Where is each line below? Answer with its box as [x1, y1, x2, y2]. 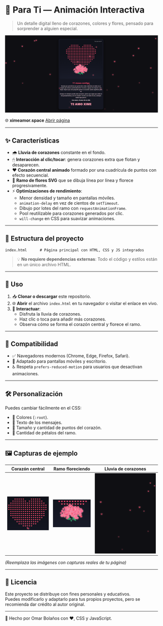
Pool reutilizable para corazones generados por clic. [19, 210, 124, 216]
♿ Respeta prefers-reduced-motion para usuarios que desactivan [12, 364, 142, 369]
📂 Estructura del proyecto [5, 234, 84, 242]
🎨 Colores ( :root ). [12, 415, 49, 420]
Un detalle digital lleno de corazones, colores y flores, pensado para [16, 20, 154, 26]
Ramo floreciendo [53, 465, 91, 472]
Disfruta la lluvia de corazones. [19, 311, 81, 317]
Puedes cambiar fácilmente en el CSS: [5, 405, 81, 411]
